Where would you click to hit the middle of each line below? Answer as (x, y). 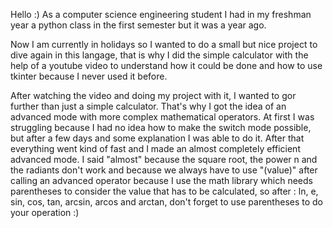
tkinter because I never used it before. (89, 76)
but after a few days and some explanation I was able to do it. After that (157, 138)
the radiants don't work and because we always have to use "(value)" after (164, 170)
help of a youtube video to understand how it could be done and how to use (166, 65)
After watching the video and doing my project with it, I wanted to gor (153, 95)
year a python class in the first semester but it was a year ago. (138, 25)
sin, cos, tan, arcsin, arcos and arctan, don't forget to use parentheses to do (167, 202)
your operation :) (45, 212)
